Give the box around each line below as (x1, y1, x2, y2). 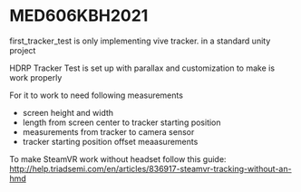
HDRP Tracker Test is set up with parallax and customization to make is (9, 62, 275, 73)
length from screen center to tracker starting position (22, 117, 221, 128)
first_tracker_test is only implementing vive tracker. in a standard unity (9, 35, 271, 46)
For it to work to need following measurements (9, 90, 184, 101)
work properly (9, 72, 63, 82)
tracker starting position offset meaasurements (22, 136, 199, 147)
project (9, 44, 36, 55)
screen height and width (22, 107, 114, 118)
